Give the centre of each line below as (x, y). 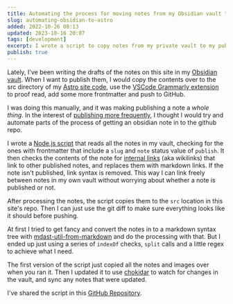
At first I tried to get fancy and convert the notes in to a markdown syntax (112, 229)
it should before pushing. (43, 215)
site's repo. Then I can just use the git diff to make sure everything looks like (116, 208)
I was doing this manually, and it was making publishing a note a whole (108, 108)
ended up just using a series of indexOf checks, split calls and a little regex (115, 244)
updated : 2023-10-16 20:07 (46, 33)
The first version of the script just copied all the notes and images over (108, 264)
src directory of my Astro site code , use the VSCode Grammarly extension (113, 87)
